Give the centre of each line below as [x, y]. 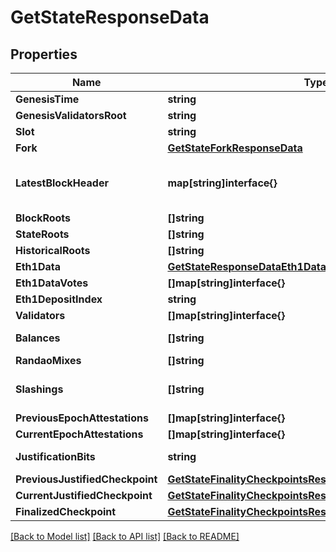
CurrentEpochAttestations [79, 434]
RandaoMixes [48, 360]
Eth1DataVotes [52, 283]
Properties [44, 54]
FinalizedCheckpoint [66, 511]
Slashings [39, 389]
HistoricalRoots [53, 250]
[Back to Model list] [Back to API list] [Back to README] [125, 536]
